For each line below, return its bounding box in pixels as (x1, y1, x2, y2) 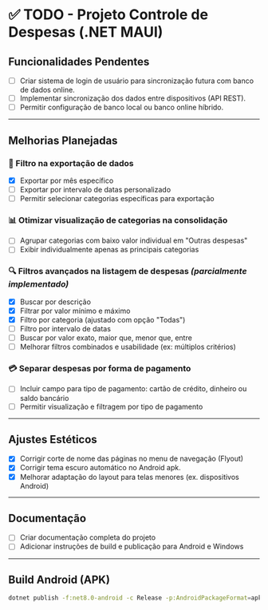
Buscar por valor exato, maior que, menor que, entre (19, 333, 193, 343)
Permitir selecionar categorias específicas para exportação (19, 194, 215, 203)
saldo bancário (19, 393, 69, 402)
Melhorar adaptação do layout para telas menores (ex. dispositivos (19, 472, 239, 481)
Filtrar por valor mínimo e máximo (19, 306, 131, 315)
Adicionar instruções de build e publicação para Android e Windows (19, 541, 244, 552)
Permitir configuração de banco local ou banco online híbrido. (19, 102, 224, 113)
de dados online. (19, 85, 76, 95)
